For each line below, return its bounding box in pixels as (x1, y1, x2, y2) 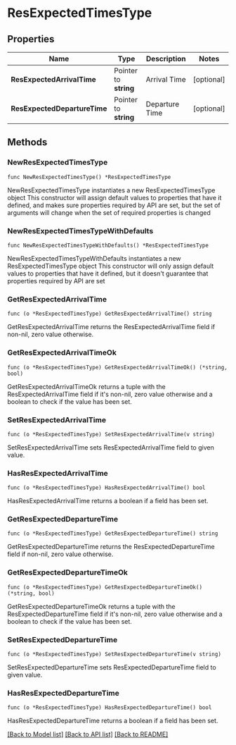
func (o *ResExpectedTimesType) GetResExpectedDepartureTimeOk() (7, 584, 202, 591)
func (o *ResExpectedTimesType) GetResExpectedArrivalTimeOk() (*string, (7, 364, 228, 371)
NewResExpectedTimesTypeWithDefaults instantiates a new (7, 254, 181, 262)
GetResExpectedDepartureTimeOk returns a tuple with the (7, 602, 176, 610)
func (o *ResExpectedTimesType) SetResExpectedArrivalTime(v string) (7, 431, 216, 438)
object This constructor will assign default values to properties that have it (7, 193, 222, 202)
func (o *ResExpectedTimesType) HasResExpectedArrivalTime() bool (7, 484, 206, 491)
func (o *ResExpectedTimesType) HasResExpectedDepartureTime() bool (7, 704, 212, 711)
